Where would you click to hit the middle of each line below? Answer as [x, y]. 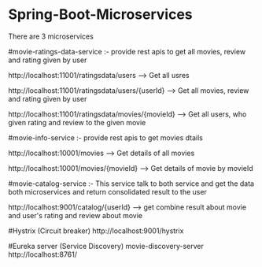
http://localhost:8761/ [42, 254]
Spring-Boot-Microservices [100, 15]
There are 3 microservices [51, 36]
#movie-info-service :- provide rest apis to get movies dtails [105, 137]
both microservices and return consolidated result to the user [107, 191]
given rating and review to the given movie [77, 122]
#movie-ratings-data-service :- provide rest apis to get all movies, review [127, 51]
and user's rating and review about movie [76, 215]
